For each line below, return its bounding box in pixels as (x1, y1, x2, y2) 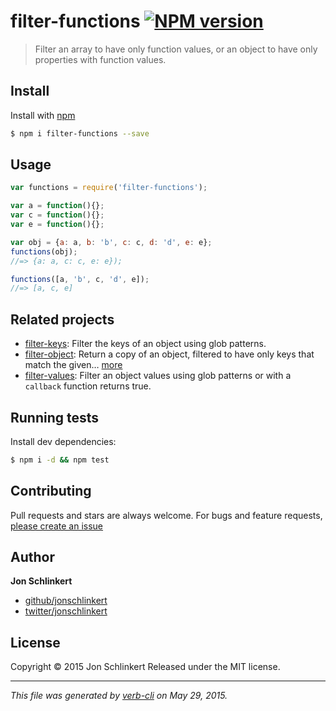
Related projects (10, 311, 115, 328)
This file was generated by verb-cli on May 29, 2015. (10, 690, 228, 702)
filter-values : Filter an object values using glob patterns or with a (24, 370, 292, 382)
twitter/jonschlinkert (24, 605, 108, 617)
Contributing (10, 483, 92, 500)
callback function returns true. (24, 380, 152, 392)
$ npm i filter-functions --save (10, 128, 150, 139)
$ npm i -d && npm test (10, 455, 110, 465)
